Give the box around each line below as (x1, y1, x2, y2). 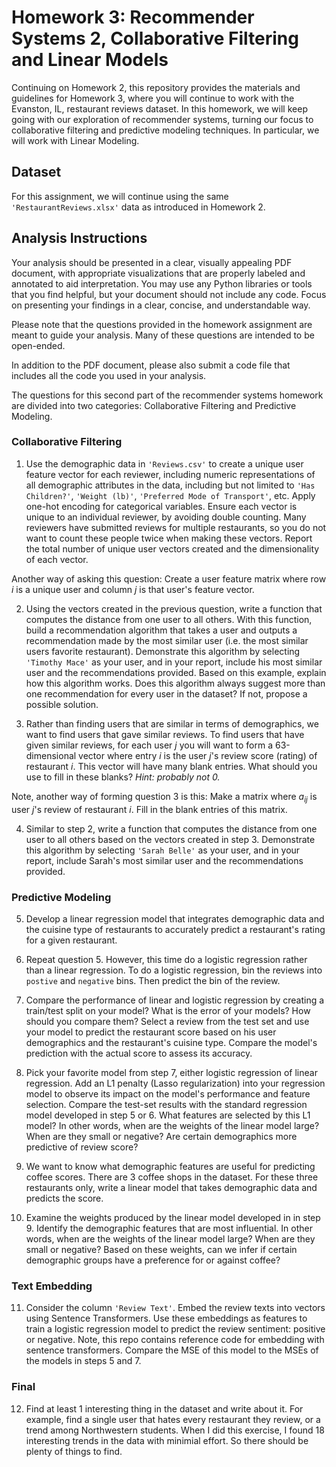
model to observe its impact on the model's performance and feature (25, 1087, 311, 1100)
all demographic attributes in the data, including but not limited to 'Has (25, 479, 316, 491)
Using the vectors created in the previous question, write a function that (25, 602, 323, 615)
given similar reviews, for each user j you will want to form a (25, 739, 274, 751)
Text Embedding (11, 1279, 93, 1293)
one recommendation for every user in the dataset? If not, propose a (25, 687, 308, 700)
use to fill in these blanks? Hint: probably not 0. (25, 771, 221, 783)
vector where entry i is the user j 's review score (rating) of (78, 749, 318, 761)
